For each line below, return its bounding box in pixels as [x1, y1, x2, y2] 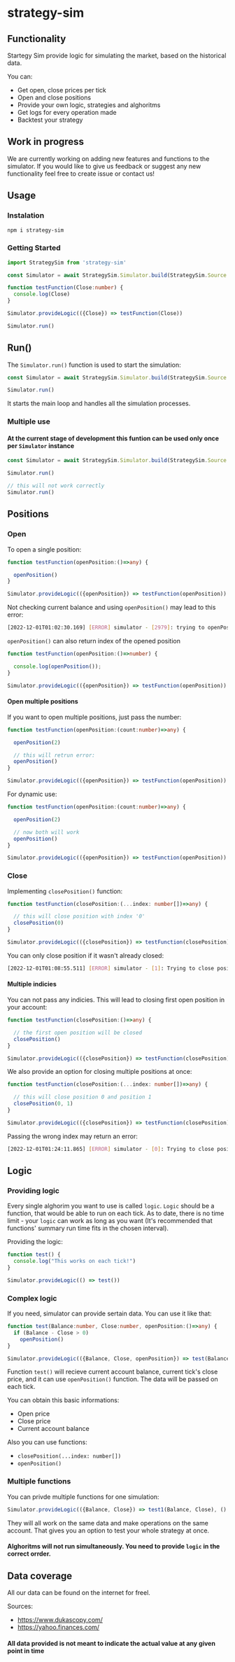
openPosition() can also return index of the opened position [7, 637, 180, 645]
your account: [7, 1003, 48, 1011]
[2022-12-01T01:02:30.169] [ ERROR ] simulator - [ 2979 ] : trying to [7, 624, 205, 631]
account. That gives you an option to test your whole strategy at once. [7, 1526, 210, 1535]
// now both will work [13, 828, 80, 836]
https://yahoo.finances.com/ [17, 1623, 100, 1632]
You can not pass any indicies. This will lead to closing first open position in [7, 996, 225, 1004]
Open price [17, 1409, 50, 1418]
